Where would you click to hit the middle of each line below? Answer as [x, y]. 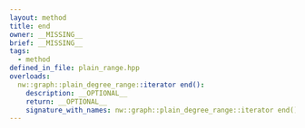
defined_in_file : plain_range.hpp [75, 69]
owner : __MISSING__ [46, 34]
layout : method [38, 18]
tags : [20, 51]
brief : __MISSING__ [46, 43]
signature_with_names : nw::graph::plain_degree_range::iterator [150, 110]
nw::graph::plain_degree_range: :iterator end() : [111, 85]
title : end [30, 26]
